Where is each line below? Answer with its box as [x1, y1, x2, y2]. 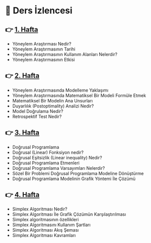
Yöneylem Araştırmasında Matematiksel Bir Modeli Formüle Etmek [12, 92, 147, 98]
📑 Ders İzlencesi [5, 5, 73, 16]
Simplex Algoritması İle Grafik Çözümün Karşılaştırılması [12, 211, 126, 217]
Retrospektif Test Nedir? [12, 113, 62, 119]
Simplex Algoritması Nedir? [12, 206, 68, 212]
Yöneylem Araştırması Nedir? [12, 41, 72, 47]
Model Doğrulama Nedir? [12, 108, 63, 114]
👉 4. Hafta [5, 191, 39, 199]
